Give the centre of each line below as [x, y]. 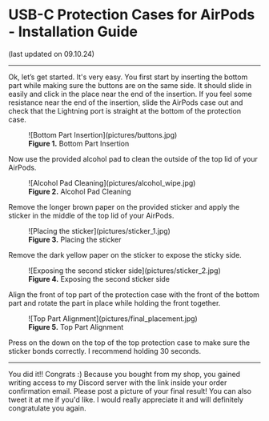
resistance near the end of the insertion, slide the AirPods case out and [126, 102]
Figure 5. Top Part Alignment [76, 327]
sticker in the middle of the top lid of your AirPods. [91, 215]
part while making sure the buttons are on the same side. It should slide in [130, 85]
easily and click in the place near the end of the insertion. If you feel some [130, 94]
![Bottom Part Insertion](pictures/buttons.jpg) [103, 134]
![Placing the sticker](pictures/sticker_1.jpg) [99, 231]
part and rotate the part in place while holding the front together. [114, 303]
